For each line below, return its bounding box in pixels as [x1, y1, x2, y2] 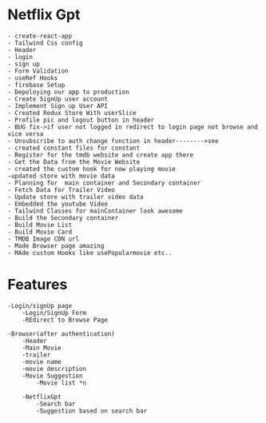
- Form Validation [7, 66, 69, 75]
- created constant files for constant [7, 144, 141, 152]
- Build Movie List [7, 221, 73, 229]
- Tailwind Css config [7, 38, 83, 47]
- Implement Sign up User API [7, 102, 109, 110]
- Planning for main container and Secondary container [7, 178, 201, 187]
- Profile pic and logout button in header [7, 116, 155, 124]
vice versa [7, 130, 44, 138]
